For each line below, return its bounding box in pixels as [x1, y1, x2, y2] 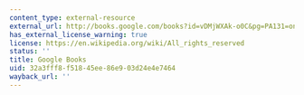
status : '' [9, 47, 51, 56]
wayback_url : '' [9, 72, 71, 81]
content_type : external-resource [9, 13, 136, 23]
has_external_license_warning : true [9, 30, 147, 39]
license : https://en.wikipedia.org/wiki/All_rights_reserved [9, 38, 245, 48]
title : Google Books [9, 55, 88, 64]
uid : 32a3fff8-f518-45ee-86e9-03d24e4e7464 [9, 64, 176, 73]
